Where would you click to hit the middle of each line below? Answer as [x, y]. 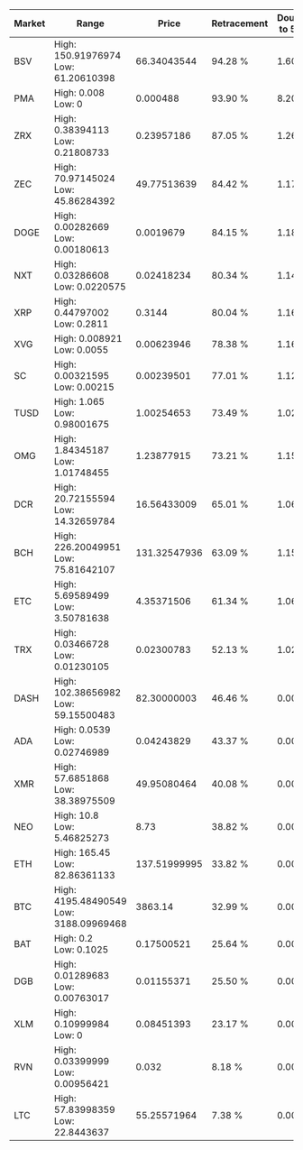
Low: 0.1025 [81, 949]
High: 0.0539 [82, 730]
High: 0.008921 [88, 339]
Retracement [240, 23]
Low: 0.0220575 [90, 286]
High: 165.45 [82, 853]
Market [30, 23]
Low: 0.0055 [81, 350]
